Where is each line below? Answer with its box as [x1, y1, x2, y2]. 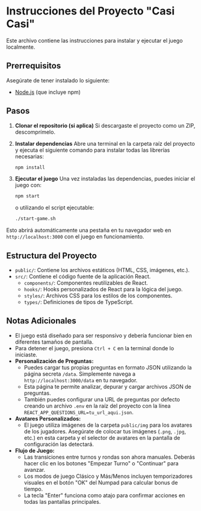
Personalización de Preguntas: [14, 357, 94, 365]
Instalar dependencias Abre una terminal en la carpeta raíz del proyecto [14, 140, 196, 147]
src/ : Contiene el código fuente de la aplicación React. [14, 273, 151, 280]
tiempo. [23, 485, 43, 492]
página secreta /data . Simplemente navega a [23, 370, 136, 377]
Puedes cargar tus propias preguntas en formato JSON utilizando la [23, 364, 192, 371]
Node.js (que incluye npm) [14, 88, 81, 96]
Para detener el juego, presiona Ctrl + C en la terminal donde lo [14, 344, 175, 352]
